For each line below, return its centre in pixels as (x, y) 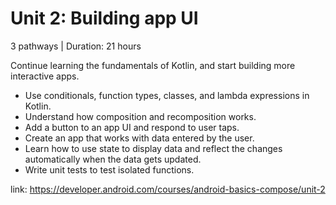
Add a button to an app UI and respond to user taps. (132, 127)
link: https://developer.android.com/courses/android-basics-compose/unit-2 (168, 189)
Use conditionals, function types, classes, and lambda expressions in (167, 95)
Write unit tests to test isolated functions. (109, 169)
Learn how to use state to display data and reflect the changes (153, 148)
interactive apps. (45, 76)
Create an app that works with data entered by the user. (139, 138)
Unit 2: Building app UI (104, 18)
